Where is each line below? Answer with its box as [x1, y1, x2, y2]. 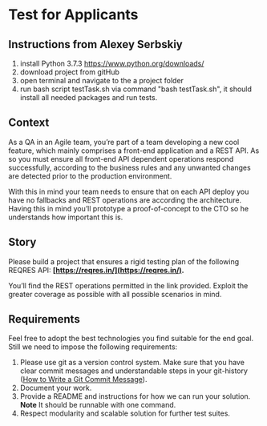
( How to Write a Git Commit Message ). [19, 375, 148, 384]
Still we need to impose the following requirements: [8, 342, 178, 352]
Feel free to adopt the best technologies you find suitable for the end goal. [8, 334, 254, 344]
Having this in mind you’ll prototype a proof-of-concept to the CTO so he [8, 203, 249, 213]
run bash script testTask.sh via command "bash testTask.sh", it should [19, 84, 253, 94]
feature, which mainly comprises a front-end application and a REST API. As [8, 146, 260, 155]
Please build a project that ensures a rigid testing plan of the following [8, 256, 240, 266]
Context [8, 116, 50, 130]
